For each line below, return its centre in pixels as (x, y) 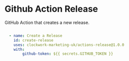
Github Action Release (51, 9)
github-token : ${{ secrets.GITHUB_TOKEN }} (68, 54)
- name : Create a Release (36, 36)
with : (19, 49)
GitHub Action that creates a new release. (47, 22)
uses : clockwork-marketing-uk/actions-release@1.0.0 (69, 45)
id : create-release (34, 40)
